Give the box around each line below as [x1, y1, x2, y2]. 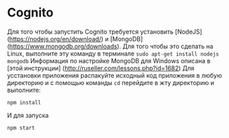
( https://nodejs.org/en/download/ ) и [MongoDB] [7, 34, 143, 43]
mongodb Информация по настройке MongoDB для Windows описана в [7, 56, 211, 65]
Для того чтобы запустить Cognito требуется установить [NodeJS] [7, 27, 202, 36]
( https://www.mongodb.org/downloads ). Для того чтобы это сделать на [7, 42, 214, 50]
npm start [7, 124, 36, 131]
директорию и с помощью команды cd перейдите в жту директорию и [7, 78, 215, 87]
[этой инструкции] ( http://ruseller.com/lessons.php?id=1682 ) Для [7, 64, 195, 72]
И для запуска [7, 111, 49, 119]
